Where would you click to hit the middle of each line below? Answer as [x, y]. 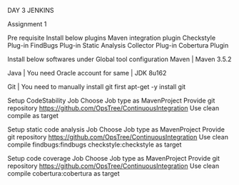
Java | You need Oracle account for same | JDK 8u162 [87, 73]
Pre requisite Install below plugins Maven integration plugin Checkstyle [112, 38]
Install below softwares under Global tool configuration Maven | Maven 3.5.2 [119, 59]
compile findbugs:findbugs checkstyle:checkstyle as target [95, 144]
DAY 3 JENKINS [31, 10]
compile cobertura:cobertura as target [63, 173]
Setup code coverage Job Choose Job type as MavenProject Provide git [113, 158]
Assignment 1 [27, 24]
